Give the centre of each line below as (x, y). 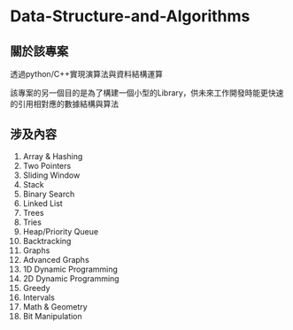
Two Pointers (47, 165)
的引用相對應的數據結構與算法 (64, 104)
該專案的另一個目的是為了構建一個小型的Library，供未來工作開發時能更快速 (147, 93)
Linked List (42, 203)
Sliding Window (51, 175)
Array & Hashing (53, 156)
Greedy (37, 288)
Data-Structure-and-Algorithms (130, 16)
